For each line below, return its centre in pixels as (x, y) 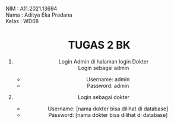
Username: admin (108, 79)
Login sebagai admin (104, 68)
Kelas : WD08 (22, 21)
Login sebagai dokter (104, 97)
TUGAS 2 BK (99, 45)
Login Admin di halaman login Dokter (104, 61)
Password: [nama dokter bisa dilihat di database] (108, 115)
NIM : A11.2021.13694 (31, 9)
